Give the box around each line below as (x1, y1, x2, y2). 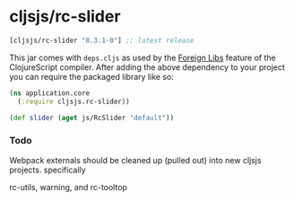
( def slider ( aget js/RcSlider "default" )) (9, 113, 175, 122)
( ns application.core (9, 88, 91, 98)
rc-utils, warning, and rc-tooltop (9, 181, 128, 192)
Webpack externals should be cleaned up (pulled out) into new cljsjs (9, 154, 262, 165)
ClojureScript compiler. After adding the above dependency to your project (9, 61, 285, 73)
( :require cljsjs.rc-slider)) (17, 97, 130, 106)
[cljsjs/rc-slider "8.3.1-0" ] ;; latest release (9, 36, 195, 45)
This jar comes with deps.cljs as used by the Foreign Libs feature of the (9, 52, 276, 63)
